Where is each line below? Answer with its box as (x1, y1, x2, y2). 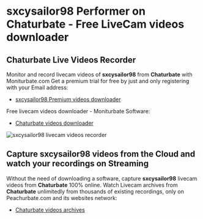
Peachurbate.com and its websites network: (6, 194, 117, 201)
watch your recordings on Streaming (6, 158, 149, 169)
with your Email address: (6, 84, 68, 91)
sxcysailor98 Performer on (6, 4, 146, 18)
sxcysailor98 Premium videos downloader (15, 96, 121, 103)
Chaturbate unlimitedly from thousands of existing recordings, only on (6, 188, 185, 195)
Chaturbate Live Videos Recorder (6, 54, 136, 65)
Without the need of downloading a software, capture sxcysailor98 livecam (6, 174, 197, 182)
